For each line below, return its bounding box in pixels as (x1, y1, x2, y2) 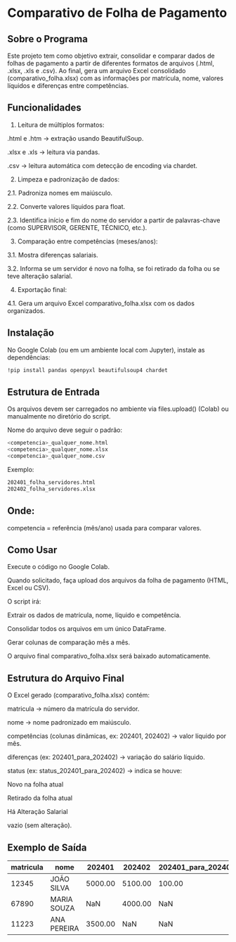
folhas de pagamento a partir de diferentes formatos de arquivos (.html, (7, 59, 214, 68)
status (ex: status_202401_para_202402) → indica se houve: (7, 767, 183, 775)
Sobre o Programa (7, 33, 88, 45)
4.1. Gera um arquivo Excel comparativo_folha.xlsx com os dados (7, 299, 195, 307)
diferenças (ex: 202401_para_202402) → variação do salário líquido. (7, 753, 205, 761)
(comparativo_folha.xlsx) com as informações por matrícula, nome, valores (7, 74, 223, 82)
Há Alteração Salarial (7, 808, 68, 816)
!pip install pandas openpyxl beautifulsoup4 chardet (7, 367, 169, 374)
